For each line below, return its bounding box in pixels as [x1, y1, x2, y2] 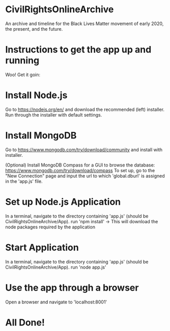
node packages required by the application [5, 224, 96, 230]
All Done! [5, 317, 45, 328]
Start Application [5, 242, 79, 253]
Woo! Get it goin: [5, 72, 41, 78]
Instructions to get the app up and [5, 44, 152, 56]
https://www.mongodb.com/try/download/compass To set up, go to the [5, 167, 155, 173]
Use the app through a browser [5, 282, 139, 293]
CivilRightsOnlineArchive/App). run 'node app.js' [5, 264, 106, 270]
